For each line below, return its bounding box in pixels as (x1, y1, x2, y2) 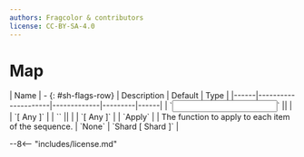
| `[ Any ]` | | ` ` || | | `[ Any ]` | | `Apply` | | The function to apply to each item (9, 112, 290, 123)
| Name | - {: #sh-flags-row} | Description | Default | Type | (9, 90, 230, 101)
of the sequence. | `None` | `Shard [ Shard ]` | (9, 121, 180, 132)
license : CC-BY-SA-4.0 (9, 22, 95, 31)
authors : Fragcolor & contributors (9, 13, 144, 23)
